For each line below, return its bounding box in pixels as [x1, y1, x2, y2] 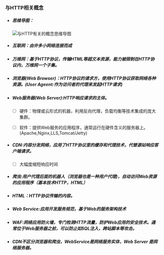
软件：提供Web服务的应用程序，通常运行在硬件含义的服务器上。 [19, 125, 148, 131]
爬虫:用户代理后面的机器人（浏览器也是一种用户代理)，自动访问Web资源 [12, 173, 157, 179]
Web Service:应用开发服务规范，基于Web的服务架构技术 [12, 206, 127, 212]
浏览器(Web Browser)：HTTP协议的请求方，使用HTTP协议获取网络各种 [12, 75, 156, 81]
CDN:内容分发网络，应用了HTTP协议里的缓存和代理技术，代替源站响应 [12, 142, 154, 148]
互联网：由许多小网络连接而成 [12, 43, 72, 48]
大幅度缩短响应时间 [19, 162, 58, 167]
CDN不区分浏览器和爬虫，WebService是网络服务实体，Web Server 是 [12, 239, 153, 245]
